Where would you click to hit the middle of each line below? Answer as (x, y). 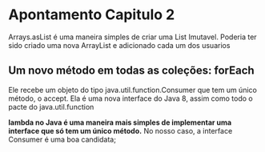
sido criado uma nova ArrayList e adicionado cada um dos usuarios (119, 45)
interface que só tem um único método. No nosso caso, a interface (120, 130)
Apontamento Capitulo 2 (92, 15)
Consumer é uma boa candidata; (62, 139)
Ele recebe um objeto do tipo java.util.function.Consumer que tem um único (133, 90)
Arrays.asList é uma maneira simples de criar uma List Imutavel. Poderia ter (133, 37)
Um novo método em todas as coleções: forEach (131, 71)
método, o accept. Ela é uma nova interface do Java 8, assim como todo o (131, 98)
